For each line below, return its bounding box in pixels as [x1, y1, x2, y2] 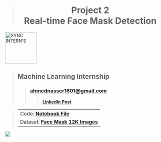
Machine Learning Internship [17, 72, 110, 81]
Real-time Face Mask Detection [23, 15, 156, 27]
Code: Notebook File [19, 110, 69, 117]
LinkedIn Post [42, 99, 71, 105]
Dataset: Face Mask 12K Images [19, 118, 98, 125]
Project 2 [71, 5, 109, 16]
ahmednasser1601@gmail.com [29, 87, 107, 94]
